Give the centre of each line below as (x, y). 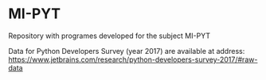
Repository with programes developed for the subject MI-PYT (110, 36)
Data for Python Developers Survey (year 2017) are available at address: (127, 51)
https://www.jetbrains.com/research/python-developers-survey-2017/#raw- (133, 59)
